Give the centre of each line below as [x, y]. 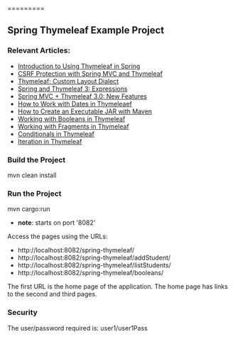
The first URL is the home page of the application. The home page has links [118, 287]
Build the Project [37, 160]
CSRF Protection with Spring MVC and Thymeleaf [90, 73]
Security [22, 313]
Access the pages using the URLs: [58, 237]
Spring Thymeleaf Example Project [86, 30]
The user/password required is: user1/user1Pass [77, 328]
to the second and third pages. [52, 294]
